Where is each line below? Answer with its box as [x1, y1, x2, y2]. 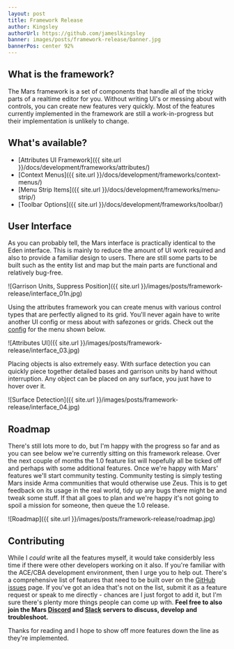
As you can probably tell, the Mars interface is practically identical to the [8, 239, 216, 247]
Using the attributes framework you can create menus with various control [8, 303, 221, 312]
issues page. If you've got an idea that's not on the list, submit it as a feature [8, 583, 227, 592]
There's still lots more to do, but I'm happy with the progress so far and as [8, 442, 220, 451]
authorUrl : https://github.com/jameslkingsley [8, 29, 146, 37]
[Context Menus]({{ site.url [17, 170, 95, 179]
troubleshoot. [8, 613, 49, 622]
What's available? [8, 137, 88, 149]
